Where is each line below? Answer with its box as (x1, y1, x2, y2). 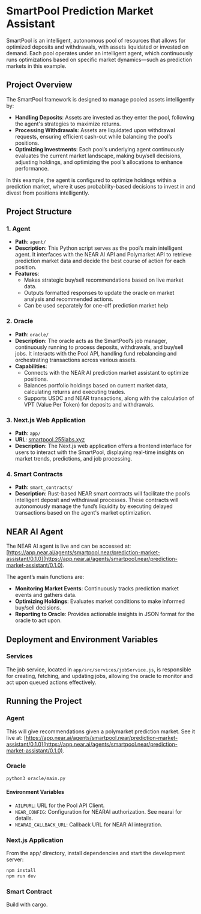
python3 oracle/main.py (6, 775, 66, 781)
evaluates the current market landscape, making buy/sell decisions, (14, 152, 182, 159)
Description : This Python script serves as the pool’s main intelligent (14, 244, 183, 252)
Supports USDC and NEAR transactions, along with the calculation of (23, 395, 194, 402)
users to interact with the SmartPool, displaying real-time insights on (14, 449, 184, 456)
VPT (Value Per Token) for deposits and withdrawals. (23, 401, 155, 408)
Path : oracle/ (14, 330, 49, 337)
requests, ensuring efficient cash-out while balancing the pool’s (14, 133, 173, 140)
